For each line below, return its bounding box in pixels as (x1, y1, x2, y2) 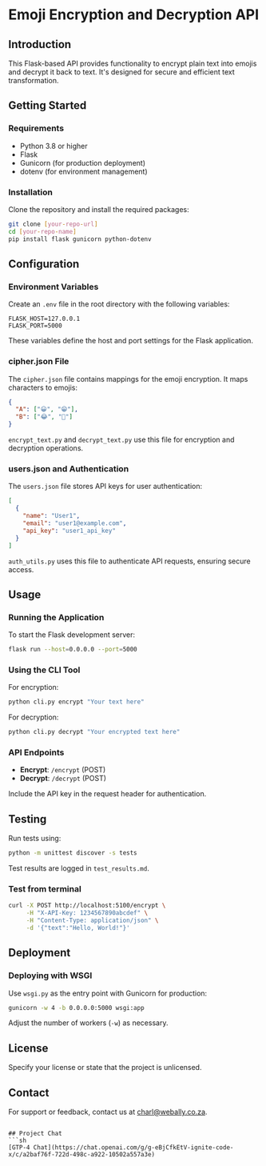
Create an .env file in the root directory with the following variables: (8, 299, 230, 309)
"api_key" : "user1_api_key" (22, 527, 116, 535)
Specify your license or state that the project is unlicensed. (8, 1063, 202, 1072)
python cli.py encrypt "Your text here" (8, 698, 145, 706)
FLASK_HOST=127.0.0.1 (8, 315, 81, 323)
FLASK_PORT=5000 (8, 322, 62, 330)
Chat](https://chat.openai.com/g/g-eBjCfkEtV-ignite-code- (33, 1144, 234, 1152)
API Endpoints (8, 747, 65, 758)
